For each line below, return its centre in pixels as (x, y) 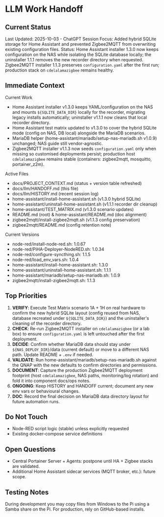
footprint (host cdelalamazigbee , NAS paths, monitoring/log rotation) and (85, 375)
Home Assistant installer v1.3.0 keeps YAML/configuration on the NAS (82, 107)
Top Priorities (26, 296)
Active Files (17, 174)
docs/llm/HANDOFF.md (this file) (45, 188)
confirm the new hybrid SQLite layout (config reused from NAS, (76, 313)
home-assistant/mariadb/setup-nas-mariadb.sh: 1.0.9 (66, 275)
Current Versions (22, 234)
